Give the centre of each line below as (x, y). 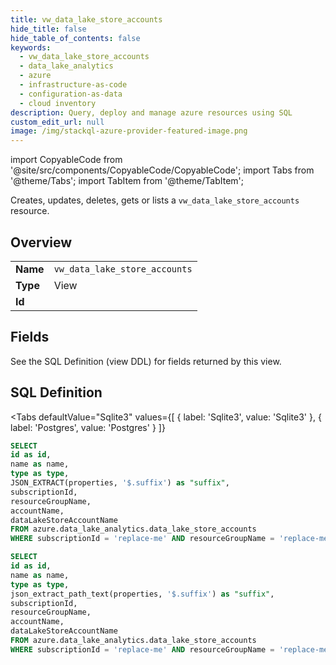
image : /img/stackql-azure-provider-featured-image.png (129, 131)
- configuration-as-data (71, 94)
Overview (41, 242)
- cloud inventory (58, 103)
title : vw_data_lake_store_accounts (86, 19)
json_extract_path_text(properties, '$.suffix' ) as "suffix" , (142, 594)
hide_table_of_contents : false (75, 38)
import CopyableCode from (66, 160)
